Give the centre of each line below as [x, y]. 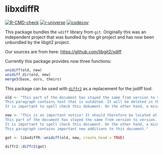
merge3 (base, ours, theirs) [33, 79]
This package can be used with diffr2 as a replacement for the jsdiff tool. [79, 88]
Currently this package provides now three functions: [58, 61]
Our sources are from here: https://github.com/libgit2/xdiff [63, 52]
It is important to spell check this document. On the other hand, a [77, 124]
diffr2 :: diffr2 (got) [26, 146]
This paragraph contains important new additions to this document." [77, 129]
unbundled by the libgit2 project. [38, 42]
